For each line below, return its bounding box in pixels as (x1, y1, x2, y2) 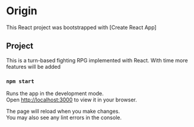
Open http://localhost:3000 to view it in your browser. (6, 96, 138, 103)
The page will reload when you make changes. (6, 108, 120, 115)
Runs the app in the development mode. (6, 90, 104, 97)
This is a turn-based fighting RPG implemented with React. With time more (6, 56, 188, 63)
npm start (6, 78, 34, 84)
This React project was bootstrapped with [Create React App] (6, 24, 157, 31)
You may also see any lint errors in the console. (6, 114, 122, 121)
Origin (6, 4, 37, 18)
